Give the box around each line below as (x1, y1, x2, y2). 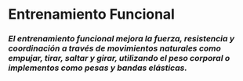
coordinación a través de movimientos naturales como (8, 43, 222, 54)
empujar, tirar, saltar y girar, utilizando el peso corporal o (8, 53, 230, 64)
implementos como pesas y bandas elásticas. (8, 62, 188, 73)
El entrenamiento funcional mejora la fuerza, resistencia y (8, 33, 235, 44)
